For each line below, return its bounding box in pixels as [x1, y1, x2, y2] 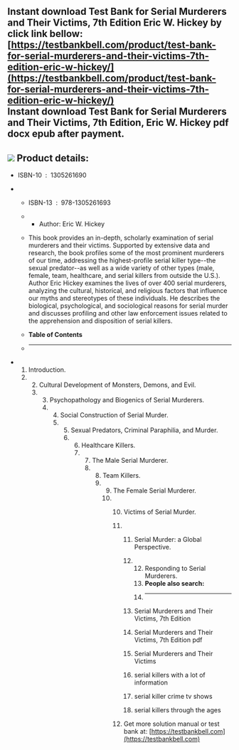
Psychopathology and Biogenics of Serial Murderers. [49, 396, 205, 405]
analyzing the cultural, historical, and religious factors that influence [28, 286, 228, 295]
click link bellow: [7, 28, 83, 40]
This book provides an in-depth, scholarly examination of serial [28, 234, 213, 242]
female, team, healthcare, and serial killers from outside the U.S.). [28, 272, 221, 280]
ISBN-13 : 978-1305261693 [28, 198, 112, 207]
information [134, 678, 169, 687]
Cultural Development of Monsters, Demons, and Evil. [38, 380, 196, 390]
